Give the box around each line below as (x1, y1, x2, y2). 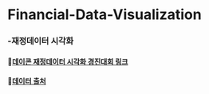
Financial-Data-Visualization (7, 6, 202, 24)
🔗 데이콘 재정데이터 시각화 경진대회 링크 (7, 57, 128, 66)
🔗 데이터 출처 (7, 76, 46, 86)
